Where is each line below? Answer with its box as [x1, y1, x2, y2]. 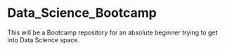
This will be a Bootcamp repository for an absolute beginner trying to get [7, 28, 218, 37]
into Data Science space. [7, 35, 79, 44]
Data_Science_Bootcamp [7, 5, 157, 21]
